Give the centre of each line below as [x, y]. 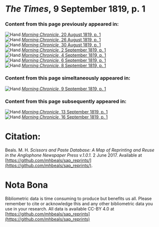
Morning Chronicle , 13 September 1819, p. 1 [65, 112]
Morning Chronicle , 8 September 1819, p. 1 [64, 65]
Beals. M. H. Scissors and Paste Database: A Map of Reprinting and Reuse [80, 150]
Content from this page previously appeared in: [62, 24]
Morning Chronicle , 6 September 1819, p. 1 [64, 60]
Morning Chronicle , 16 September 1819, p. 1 [65, 117]
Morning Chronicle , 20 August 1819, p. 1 [61, 34]
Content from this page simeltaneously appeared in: [68, 78]
